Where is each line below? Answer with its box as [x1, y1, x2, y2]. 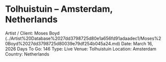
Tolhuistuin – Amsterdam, [5, 3, 113, 15]
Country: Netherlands [5, 51, 50, 57]
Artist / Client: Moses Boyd [5, 30, 60, 36]
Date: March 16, [121, 40, 153, 46]
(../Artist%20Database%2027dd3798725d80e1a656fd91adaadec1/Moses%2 [5, 35, 162, 41]
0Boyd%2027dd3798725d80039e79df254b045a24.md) [5, 40, 120, 46]
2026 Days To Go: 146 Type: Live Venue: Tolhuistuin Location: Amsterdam [5, 46, 157, 52]
